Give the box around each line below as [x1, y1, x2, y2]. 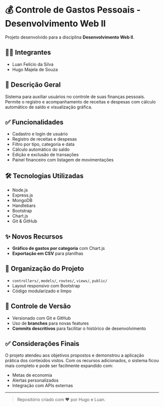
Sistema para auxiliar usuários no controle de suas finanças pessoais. [5, 94, 145, 100]
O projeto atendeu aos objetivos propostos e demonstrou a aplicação [5, 352, 144, 358]
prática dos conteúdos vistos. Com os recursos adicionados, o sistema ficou [5, 358, 159, 364]
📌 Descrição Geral [5, 81, 61, 89]
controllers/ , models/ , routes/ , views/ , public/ [12, 277, 107, 284]
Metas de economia [12, 372, 52, 378]
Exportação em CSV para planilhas [12, 250, 83, 256]
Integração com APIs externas [12, 383, 73, 388]
